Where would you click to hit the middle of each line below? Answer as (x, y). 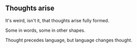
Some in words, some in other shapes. (45, 30)
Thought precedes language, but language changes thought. (69, 40)
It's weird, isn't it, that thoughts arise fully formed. (57, 20)
